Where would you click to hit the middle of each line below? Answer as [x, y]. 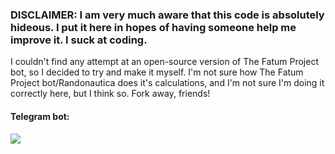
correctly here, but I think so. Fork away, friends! [110, 94]
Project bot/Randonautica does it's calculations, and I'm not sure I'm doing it [167, 83]
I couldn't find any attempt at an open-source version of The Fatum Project [164, 62]
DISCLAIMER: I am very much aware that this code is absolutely [167, 15]
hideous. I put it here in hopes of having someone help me [153, 27]
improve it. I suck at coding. [79, 40]
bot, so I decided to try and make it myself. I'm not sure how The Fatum [157, 72]
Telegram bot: [40, 116]
